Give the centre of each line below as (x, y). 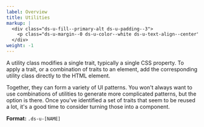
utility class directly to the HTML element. (58, 76)
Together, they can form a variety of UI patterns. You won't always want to (99, 87)
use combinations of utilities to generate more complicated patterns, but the (101, 94)
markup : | (19, 23)
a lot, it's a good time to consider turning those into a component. (88, 106)
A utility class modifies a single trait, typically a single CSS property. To (95, 63)
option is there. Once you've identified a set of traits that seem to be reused (101, 100)
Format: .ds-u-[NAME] (33, 118)
